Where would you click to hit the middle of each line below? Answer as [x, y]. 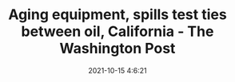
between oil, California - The [117, 31]
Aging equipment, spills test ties [117, 15]
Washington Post [117, 49]
